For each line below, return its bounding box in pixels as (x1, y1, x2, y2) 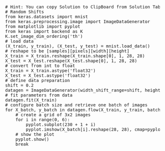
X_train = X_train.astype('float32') (5, 68, 96, 73)
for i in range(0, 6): (15, 117, 70, 122)
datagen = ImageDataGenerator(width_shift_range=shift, (5, 88, 142, 93)
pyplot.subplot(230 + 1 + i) (26, 122, 96, 127)
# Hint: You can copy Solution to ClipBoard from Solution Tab (5, 4, 161, 9)
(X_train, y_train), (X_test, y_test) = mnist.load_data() (5, 44, 151, 49)
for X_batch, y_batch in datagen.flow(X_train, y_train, (5, 107, 145, 112)
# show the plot (15, 132, 55, 137)
